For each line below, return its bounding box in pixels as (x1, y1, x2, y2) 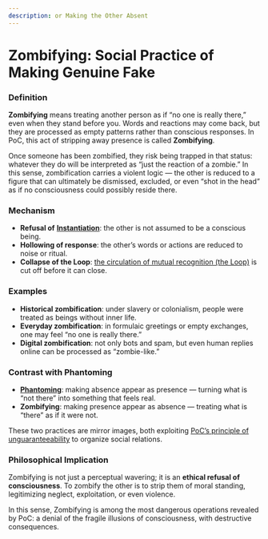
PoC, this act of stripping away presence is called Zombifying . (8, 135, 215, 145)
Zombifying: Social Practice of (8, 46, 214, 64)
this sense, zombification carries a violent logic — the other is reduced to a (8, 168, 256, 178)
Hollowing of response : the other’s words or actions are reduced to (19, 240, 243, 250)
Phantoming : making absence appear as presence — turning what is (19, 385, 248, 394)
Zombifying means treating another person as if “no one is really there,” (8, 110, 246, 120)
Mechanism (8, 205, 56, 216)
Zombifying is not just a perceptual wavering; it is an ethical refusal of (8, 473, 240, 482)
